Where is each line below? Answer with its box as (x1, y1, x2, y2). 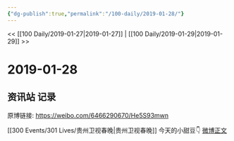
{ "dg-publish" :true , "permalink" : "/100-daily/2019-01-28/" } (7, 10, 185, 18)
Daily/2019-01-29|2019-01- (144, 29, 223, 38)
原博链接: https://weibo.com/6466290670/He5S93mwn (7, 111, 169, 119)
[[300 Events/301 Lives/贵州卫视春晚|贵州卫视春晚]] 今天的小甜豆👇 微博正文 (7, 126, 228, 134)
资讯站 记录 (7, 91, 56, 103)
